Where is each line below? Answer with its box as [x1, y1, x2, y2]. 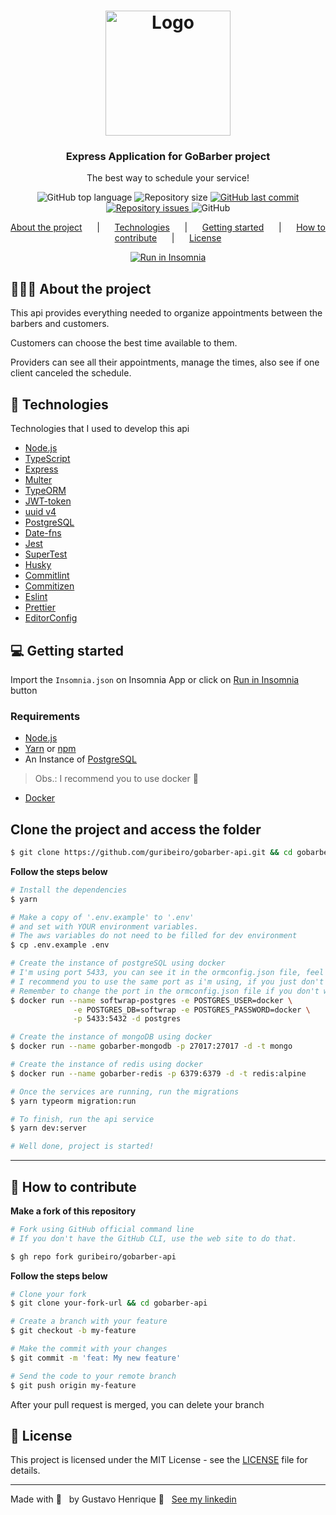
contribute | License [114, 232, 222, 244]
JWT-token [24, 495, 72, 507]
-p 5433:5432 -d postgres [73, 1014, 182, 1024]
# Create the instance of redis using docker [10, 1060, 203, 1070]
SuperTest [24, 548, 68, 560]
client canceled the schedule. [10, 367, 132, 379]
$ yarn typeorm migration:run [10, 1096, 137, 1106]
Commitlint [24, 570, 70, 582]
